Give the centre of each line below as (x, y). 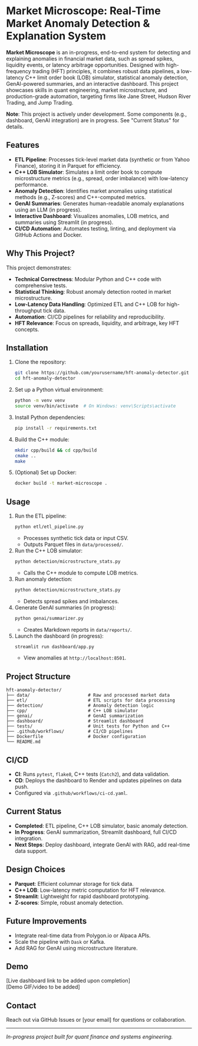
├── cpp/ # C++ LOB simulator (72, 711)
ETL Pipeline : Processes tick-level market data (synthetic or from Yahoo (102, 159)
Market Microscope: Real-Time (83, 11)
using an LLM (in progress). (48, 209)
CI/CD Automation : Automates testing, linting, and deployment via (95, 228)
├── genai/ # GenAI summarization (75, 716)
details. (15, 126)
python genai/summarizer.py (49, 618)
